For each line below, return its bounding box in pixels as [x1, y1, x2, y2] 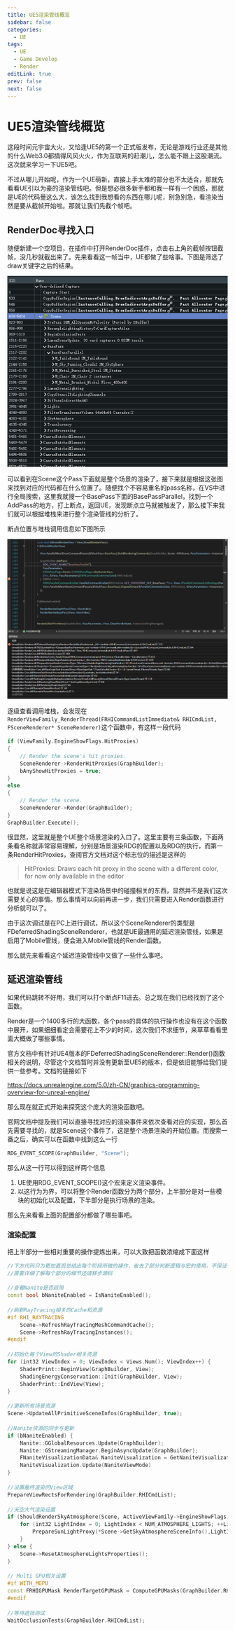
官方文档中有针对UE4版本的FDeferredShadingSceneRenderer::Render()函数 [7, 1050, 226, 1058]
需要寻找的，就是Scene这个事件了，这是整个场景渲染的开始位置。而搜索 [13, 1127, 222, 1135]
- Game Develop [13, 56, 58, 63]
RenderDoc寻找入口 [7, 224, 94, 236]
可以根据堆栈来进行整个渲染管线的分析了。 [19, 509, 142, 518]
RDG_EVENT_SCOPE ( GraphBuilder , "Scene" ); [7, 1150, 130, 1157]
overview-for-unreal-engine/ [7, 1088, 90, 1096]
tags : [7, 41, 23, 48]
